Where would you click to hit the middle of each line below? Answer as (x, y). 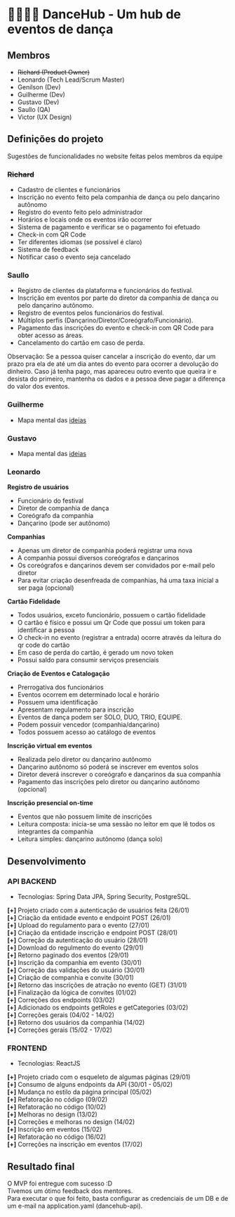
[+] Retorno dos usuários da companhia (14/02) (76, 1022)
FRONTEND (27, 1048)
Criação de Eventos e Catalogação (59, 674)
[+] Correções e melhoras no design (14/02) (71, 1122)
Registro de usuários (38, 487)
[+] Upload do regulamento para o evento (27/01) (78, 925)
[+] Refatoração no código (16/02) (57, 1137)
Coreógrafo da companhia (55, 516)
